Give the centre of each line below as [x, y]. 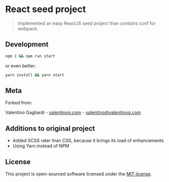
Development [27, 45]
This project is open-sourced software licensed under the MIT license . [79, 174]
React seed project [46, 9]
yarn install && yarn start [35, 75]
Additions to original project [50, 128]
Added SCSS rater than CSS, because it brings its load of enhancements [88, 141]
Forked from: [19, 103]
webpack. [28, 28]
